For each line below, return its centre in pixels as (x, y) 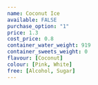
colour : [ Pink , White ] (40, 64)
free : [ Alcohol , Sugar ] (41, 71)
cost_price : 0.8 (30, 39)
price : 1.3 (23, 33)
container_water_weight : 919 (49, 45)
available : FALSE (32, 20)
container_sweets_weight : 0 (48, 52)
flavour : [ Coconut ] (35, 58)
